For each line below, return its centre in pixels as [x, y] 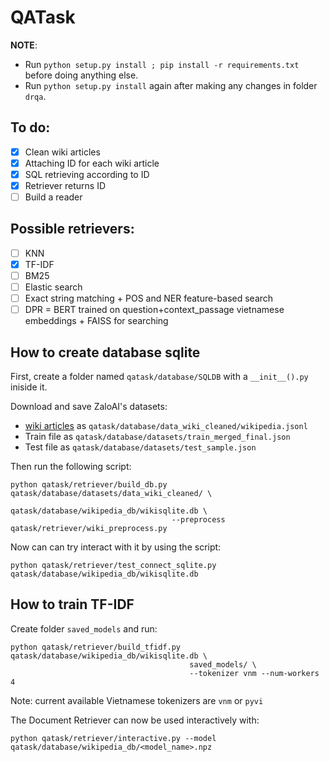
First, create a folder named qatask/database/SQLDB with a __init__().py [159, 377]
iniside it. [29, 387]
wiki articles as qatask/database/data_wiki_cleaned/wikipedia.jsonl [166, 426]
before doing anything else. [81, 75]
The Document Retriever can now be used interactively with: [135, 720]
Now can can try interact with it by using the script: [116, 547]
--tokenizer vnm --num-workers [254, 673]
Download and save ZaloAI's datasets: [89, 407]
